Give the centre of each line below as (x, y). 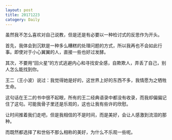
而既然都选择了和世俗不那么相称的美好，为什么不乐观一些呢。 (70, 132)
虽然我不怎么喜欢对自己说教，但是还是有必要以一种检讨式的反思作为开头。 (84, 35)
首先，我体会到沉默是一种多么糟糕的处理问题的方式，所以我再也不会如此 (81, 46)
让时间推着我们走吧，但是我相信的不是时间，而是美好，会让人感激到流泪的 (84, 115)
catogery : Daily (23, 19)
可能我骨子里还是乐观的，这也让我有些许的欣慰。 (79, 104)
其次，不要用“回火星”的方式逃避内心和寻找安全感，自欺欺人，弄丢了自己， (84, 63)
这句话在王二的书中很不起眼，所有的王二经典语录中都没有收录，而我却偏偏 (84, 97)
